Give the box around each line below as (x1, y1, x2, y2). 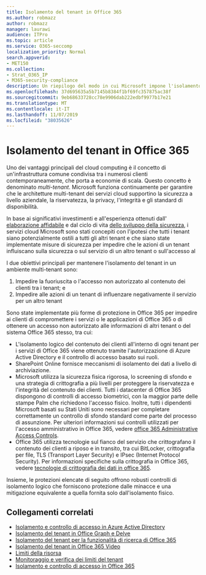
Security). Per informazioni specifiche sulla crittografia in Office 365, (15, 458, 189, 465)
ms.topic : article (6, 37, 53, 44)
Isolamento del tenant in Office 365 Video (15, 543, 121, 550)
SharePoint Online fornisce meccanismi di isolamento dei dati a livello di (15, 360, 197, 368)
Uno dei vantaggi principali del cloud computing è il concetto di (6, 164, 167, 172)
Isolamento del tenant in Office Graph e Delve (15, 530, 131, 537)
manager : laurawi (6, 26, 51, 32)
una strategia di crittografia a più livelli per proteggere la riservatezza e (15, 379, 194, 387)
